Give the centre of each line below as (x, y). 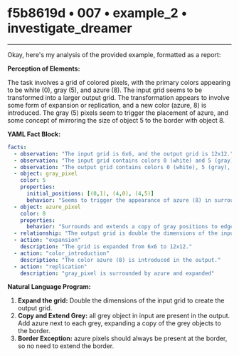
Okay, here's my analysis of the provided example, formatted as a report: (114, 54)
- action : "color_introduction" (62, 253)
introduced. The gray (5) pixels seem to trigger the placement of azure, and (118, 113)
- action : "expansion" (47, 240)
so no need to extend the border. (66, 346)
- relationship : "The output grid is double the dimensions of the (116, 233)
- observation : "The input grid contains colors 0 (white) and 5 (113, 161)
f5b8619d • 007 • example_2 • (97, 13)
